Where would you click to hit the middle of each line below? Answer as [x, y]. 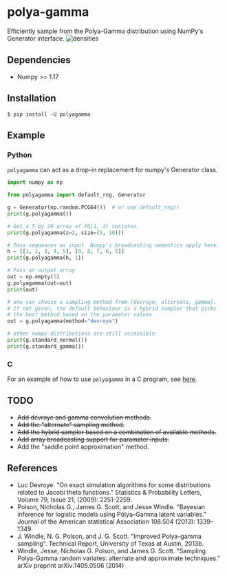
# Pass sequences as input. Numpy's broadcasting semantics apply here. [113, 245]
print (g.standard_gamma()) [46, 346]
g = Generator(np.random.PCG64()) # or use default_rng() [94, 207]
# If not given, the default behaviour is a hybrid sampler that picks [112, 308]
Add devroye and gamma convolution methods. [84, 417]
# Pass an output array [41, 270]
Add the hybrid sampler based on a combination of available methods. [117, 432]
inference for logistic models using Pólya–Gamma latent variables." [112, 514]
